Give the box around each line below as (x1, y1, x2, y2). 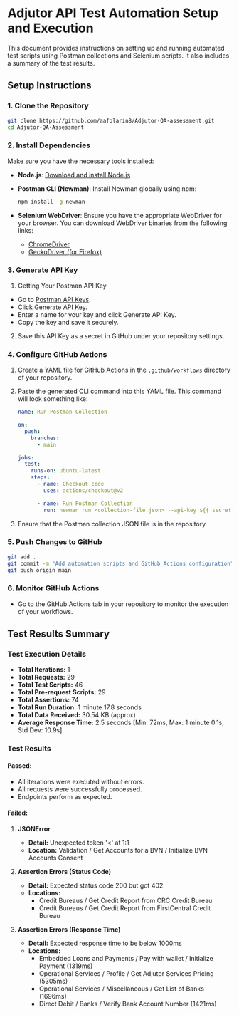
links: (17, 226, 33, 234)
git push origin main (7, 566, 72, 574)
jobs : (17, 454, 34, 461)
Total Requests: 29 (17, 673, 75, 682)
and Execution (7, 20, 94, 36)
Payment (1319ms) (38, 962, 93, 970)
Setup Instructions (7, 80, 92, 92)
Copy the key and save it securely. (17, 318, 119, 326)
